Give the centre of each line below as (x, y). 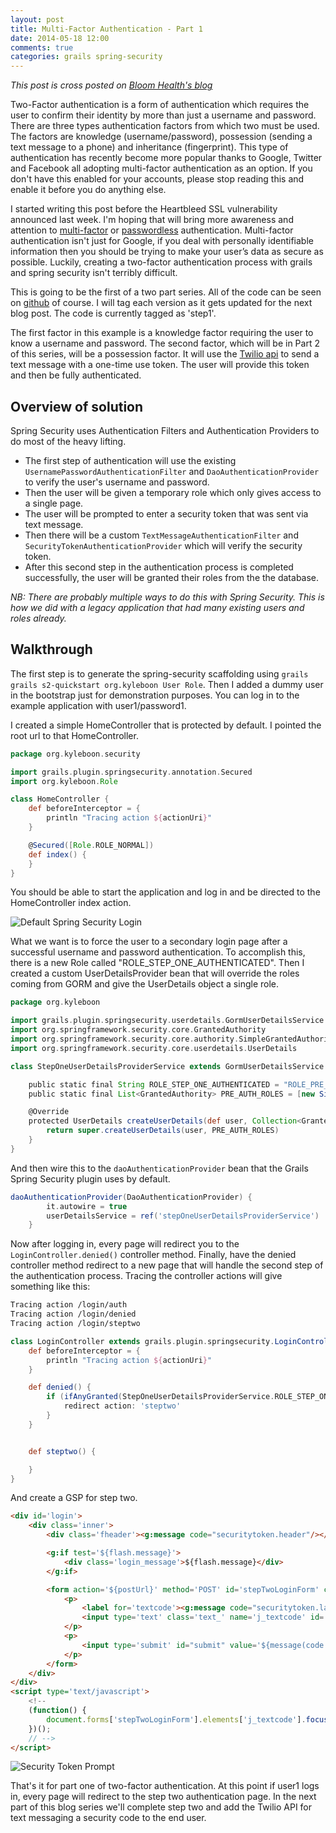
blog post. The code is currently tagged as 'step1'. (113, 313)
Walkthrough (51, 649)
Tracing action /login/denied (73, 1314)
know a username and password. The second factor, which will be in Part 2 (165, 343)
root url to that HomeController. (74, 735)
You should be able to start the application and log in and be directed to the (165, 892)
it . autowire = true (87, 1206)
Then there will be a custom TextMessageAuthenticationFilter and (161, 535)
